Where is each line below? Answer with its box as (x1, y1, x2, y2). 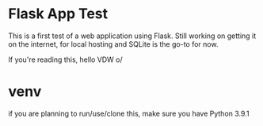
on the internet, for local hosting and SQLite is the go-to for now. (8, 39, 219, 48)
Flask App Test (8, 5, 109, 23)
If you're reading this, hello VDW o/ (8, 55, 123, 64)
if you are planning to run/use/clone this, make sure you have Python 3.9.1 (8, 109, 250, 118)
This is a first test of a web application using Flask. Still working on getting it (8, 31, 257, 40)
